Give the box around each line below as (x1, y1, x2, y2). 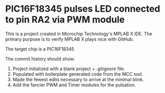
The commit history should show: (5, 55, 75, 61)
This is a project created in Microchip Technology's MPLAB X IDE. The (5, 30, 152, 37)
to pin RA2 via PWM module (5, 14, 125, 25)
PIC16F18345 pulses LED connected (5, 3, 160, 15)
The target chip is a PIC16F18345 (5, 46, 75, 52)
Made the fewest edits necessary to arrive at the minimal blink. (12, 76, 144, 82)
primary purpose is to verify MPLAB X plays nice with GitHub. (5, 36, 134, 42)
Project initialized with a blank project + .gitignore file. (12, 66, 125, 72)
